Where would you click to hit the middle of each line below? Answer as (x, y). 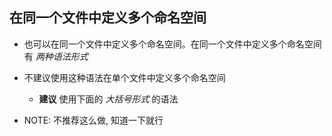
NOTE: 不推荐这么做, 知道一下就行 (93, 120)
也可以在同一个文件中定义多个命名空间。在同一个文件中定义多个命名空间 (172, 44)
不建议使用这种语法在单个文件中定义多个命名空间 (124, 77)
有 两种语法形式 (56, 56)
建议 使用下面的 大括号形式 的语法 (108, 99)
